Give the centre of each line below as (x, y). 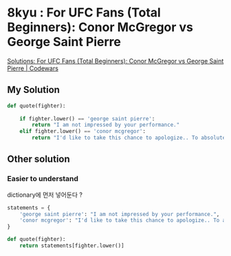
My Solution (34, 90)
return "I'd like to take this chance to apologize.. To (115, 138)
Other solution (38, 159)
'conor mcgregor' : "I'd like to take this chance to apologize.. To (120, 221)
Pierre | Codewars (33, 68)
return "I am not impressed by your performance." (106, 125)
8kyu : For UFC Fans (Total (84, 13)
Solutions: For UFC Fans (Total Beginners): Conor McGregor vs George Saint (115, 61)
